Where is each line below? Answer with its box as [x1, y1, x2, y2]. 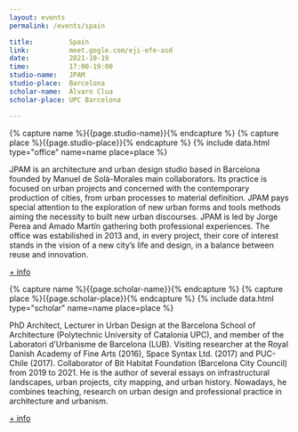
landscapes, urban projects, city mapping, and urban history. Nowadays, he [9, 376, 287, 387]
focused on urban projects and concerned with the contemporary [9, 183, 250, 193]
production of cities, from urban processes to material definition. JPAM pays [9, 192, 289, 203]
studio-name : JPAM [9, 70, 86, 80]
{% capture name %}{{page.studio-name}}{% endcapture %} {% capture [9, 127, 279, 138]
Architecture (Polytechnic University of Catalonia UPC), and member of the [9, 329, 285, 339]
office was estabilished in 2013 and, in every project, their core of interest [9, 230, 279, 240]
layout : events [9, 12, 66, 22]
